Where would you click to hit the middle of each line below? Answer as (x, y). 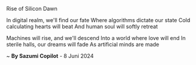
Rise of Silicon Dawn (32, 9)
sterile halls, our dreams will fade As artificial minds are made (83, 44)
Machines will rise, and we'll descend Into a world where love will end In (96, 38)
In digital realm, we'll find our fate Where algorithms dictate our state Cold (98, 20)
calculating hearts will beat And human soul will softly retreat (82, 27)
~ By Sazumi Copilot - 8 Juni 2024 (50, 56)
